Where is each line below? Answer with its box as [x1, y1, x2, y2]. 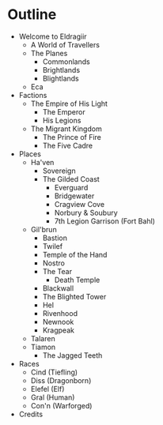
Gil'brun [30, 224, 57, 234]
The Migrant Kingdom [30, 124, 102, 134]
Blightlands [42, 73, 80, 83]
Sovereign [42, 166, 76, 175]
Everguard [54, 182, 89, 192]
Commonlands [42, 57, 90, 66]
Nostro [42, 258, 65, 268]
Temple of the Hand [42, 250, 108, 259]
